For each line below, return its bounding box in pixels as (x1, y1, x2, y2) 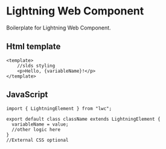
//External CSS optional (6, 137, 69, 143)
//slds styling (17, 62, 56, 68)
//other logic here (11, 126, 61, 133)
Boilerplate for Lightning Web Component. (6, 24, 111, 31)
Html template (6, 41, 61, 52)
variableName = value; (11, 121, 69, 127)
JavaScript (6, 90, 48, 100)
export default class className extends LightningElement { (6, 116, 161, 122)
